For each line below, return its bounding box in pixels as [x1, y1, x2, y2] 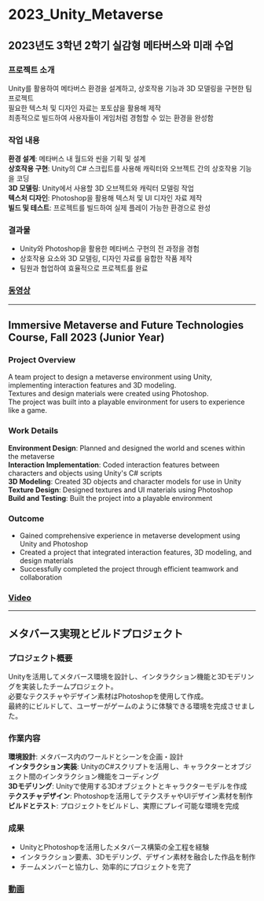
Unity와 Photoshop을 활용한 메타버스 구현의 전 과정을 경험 [19, 244, 200, 253]
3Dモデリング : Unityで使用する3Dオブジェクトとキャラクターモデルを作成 [8, 781, 247, 791]
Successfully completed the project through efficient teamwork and [19, 565, 239, 574]
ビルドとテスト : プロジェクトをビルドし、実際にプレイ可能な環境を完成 [8, 801, 240, 811]
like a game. [8, 406, 47, 415]
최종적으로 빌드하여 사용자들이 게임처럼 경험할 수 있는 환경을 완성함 [8, 112, 214, 123]
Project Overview [8, 355, 76, 366]
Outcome [8, 513, 45, 524]
